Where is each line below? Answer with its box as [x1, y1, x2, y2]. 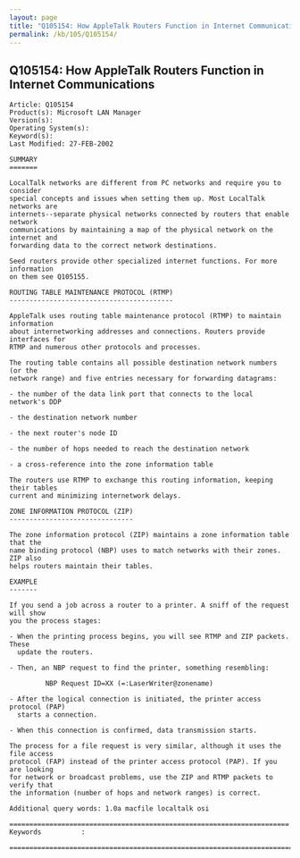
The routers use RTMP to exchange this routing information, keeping [9, 475, 274, 485]
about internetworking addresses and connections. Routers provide [9, 327, 266, 336]
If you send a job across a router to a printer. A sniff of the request [9, 601, 290, 610]
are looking [9, 765, 54, 774]
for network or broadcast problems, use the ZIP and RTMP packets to [9, 773, 274, 782]
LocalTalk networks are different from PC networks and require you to [9, 179, 281, 188]
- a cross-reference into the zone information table [9, 460, 214, 469]
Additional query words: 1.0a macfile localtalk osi [9, 804, 210, 813]
